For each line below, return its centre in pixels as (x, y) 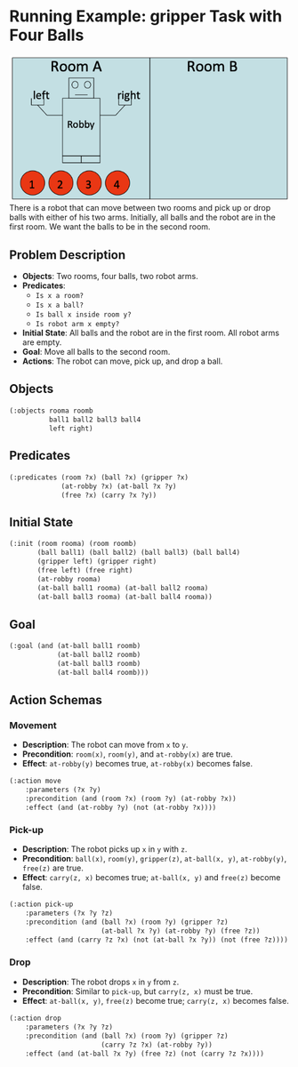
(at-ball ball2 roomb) (99, 655)
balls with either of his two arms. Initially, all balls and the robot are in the (142, 217)
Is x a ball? (60, 305)
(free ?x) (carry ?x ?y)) (109, 495)
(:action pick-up (41, 904)
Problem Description (68, 255)
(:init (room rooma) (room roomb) (73, 544)
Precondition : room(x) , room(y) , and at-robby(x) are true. (127, 754)
